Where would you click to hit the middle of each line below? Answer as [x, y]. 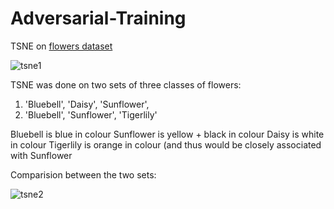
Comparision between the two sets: [83, 174]
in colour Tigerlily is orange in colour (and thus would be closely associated [166, 144]
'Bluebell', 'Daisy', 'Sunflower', [87, 104]
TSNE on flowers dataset [61, 46]
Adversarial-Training [98, 18]
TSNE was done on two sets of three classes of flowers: [126, 84]
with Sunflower [41, 155]
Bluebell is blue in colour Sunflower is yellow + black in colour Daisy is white [167, 134]
